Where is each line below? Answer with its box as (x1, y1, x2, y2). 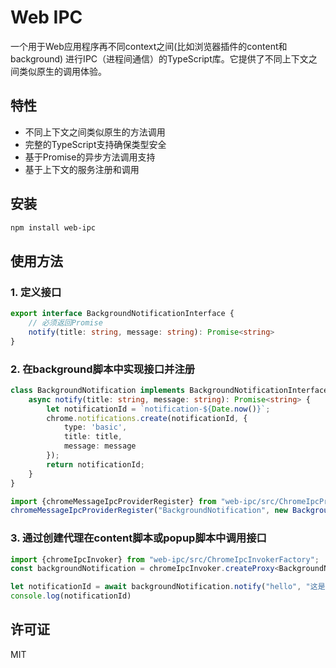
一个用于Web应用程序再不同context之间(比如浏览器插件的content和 (10, 40, 288, 52)
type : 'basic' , (63, 422, 128, 433)
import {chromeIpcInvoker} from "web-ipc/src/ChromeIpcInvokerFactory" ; (10, 554, 320, 565)
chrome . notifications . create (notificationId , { (46, 413, 248, 423)
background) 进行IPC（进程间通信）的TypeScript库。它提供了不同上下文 (10, 52, 309, 65)
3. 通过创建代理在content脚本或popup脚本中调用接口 (10, 531, 267, 545)
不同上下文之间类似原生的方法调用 (24, 126, 166, 138)
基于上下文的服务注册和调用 (24, 163, 140, 175)
